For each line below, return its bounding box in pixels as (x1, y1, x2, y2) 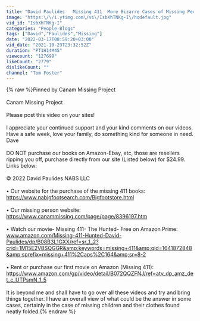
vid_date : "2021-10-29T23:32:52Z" (6, 42, 92, 48)
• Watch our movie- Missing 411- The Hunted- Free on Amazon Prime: (6, 226, 178, 233)
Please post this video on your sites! (6, 112, 95, 119)
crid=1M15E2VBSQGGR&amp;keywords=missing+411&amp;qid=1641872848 (6, 245, 192, 252)
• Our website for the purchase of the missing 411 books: (6, 187, 146, 195)
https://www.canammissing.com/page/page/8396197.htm (6, 213, 148, 220)
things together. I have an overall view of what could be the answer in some (6, 295, 192, 303)
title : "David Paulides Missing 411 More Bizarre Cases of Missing (6, 8, 185, 15)
